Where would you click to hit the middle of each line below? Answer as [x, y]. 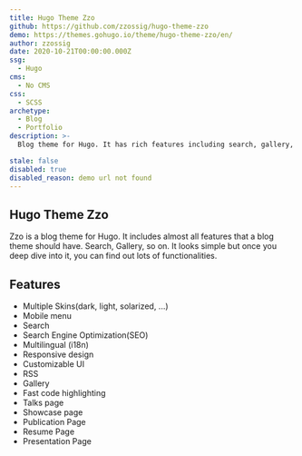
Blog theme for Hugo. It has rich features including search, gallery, [156, 144]
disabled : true [38, 169]
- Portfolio [40, 128]
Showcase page [53, 412]
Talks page [43, 402]
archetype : [30, 111]
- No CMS [34, 85]
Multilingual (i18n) [55, 345]
